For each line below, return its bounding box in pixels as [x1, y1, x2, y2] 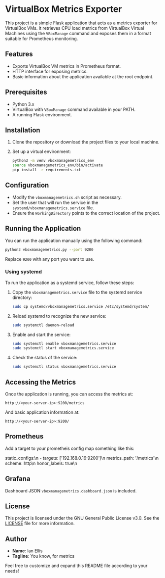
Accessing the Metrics [5, 378, 76, 386]
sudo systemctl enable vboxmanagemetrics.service [12, 341, 117, 346]
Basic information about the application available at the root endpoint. [12, 73, 154, 80]
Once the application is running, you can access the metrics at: [5, 391, 133, 397]
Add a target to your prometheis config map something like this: [5, 445, 134, 451]
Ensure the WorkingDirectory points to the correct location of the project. [12, 210, 161, 216]
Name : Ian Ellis [12, 548, 43, 554]
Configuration [5, 181, 49, 190]
